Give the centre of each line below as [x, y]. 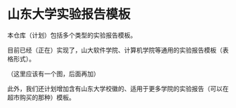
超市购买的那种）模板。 [41, 97]
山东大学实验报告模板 [69, 14]
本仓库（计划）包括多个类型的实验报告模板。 [72, 35]
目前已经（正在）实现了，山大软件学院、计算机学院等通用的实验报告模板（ [115, 50]
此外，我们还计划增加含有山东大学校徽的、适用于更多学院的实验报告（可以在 [118, 88]
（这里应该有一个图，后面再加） [53, 74]
